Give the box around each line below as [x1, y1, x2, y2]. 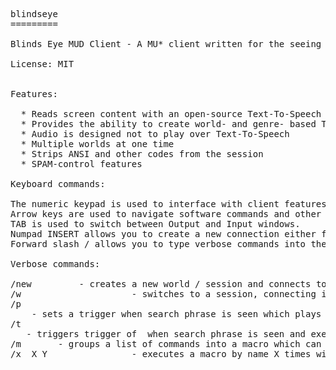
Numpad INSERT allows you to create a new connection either [10, 229, 317, 239]
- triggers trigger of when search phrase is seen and [26, 329, 307, 339]
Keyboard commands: [10, 179, 106, 189]
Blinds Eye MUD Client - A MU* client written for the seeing [10, 39, 322, 49]
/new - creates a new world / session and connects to [10, 279, 327, 289]
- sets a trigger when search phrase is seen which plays [31, 309, 322, 319]
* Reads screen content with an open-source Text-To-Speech [20, 109, 322, 119]
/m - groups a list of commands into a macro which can [10, 339, 322, 349]
